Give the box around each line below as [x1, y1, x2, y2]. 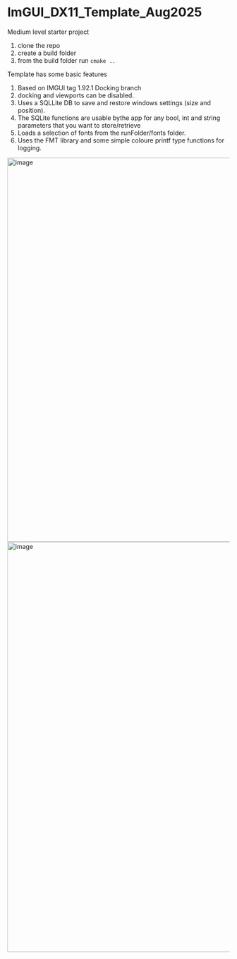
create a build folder [17, 49, 77, 57]
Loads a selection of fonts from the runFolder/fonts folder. [17, 128, 186, 137]
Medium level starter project [7, 28, 90, 36]
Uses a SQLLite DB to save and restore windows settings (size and [17, 98, 212, 107]
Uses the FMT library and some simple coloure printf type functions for [17, 135, 224, 145]
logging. [17, 143, 42, 152]
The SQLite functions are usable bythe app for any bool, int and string [17, 114, 221, 122]
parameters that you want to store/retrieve [17, 121, 141, 129]
